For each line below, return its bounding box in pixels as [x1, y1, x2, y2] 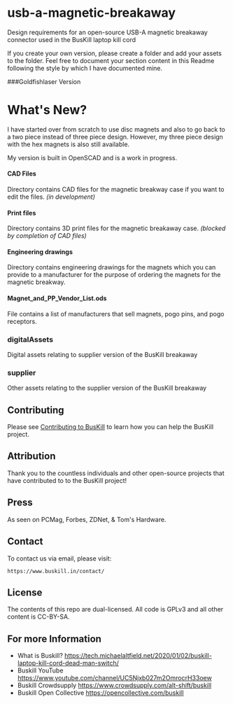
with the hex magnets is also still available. [7, 140, 130, 148]
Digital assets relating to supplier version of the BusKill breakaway [7, 350, 198, 358]
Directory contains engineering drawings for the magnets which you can [7, 263, 216, 272]
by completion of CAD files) [7, 232, 87, 240]
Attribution [7, 450, 56, 463]
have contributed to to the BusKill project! [7, 476, 127, 484]
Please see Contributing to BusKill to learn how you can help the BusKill [7, 423, 214, 431]
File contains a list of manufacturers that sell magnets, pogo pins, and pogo [7, 309, 225, 318]
